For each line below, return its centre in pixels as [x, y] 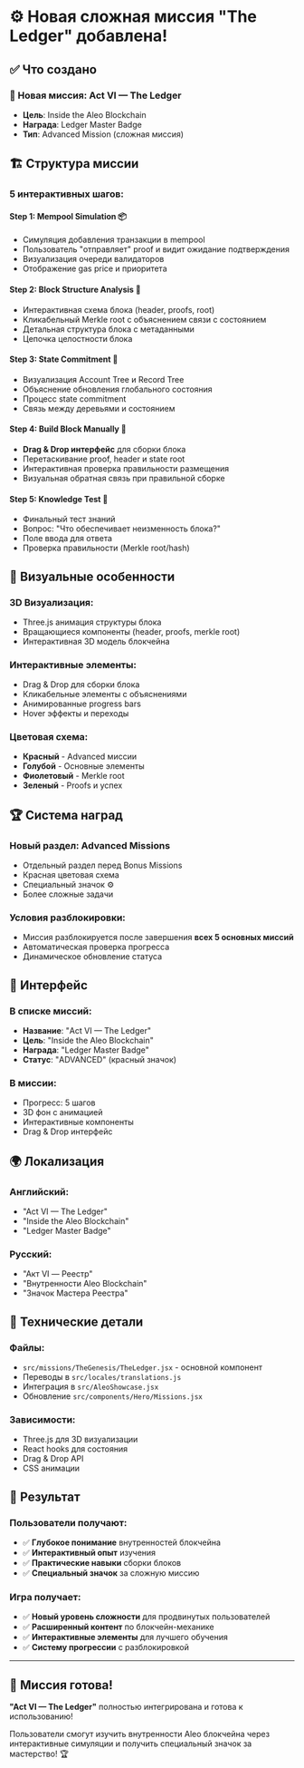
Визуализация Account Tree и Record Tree [103, 379]
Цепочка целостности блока [77, 338]
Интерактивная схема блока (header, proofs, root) [119, 309]
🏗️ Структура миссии [74, 164]
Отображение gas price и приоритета [95, 268]
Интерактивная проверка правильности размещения [125, 468]
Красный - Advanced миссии [80, 757]
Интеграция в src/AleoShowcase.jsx [90, 1387]
